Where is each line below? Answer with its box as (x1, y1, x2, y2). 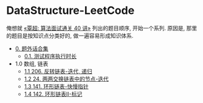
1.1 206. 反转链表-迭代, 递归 (24, 67, 92, 75)
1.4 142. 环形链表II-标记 (24, 90, 83, 98)
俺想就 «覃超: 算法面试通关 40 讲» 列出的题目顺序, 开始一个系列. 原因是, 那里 (6, 24, 198, 32)
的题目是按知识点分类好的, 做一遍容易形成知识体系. (6, 32, 134, 39)
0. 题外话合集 (15, 45, 49, 52)
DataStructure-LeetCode (6, 4, 135, 18)
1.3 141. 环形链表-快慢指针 (24, 82, 89, 90)
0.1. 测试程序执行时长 (24, 52, 77, 59)
